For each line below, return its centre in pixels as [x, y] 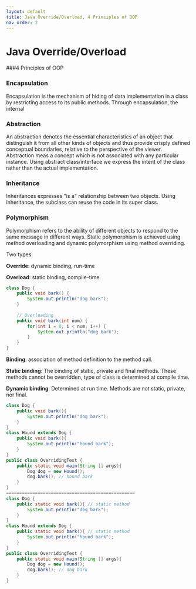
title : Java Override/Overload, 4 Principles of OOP [72, 17]
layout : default [26, 11]
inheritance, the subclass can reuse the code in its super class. [82, 202]
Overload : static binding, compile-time [53, 277]
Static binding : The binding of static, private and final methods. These [91, 371]
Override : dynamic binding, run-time [50, 266]
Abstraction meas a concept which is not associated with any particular [92, 155]
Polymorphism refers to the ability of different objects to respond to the [92, 230]
